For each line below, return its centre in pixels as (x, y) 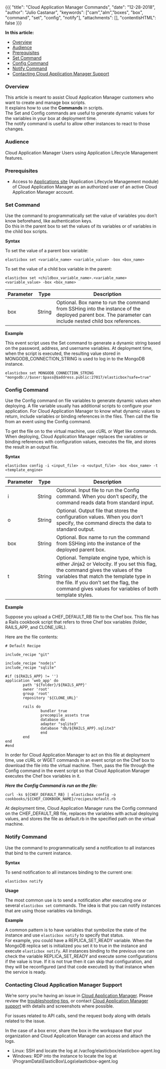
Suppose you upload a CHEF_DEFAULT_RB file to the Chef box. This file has (82, 617)
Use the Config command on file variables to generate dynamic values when (83, 400)
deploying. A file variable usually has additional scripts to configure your (79, 406)
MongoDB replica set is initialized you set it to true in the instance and (76, 946)
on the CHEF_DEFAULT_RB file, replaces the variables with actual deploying (82, 814)
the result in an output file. (32, 447)
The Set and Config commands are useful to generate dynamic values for (80, 113)
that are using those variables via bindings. (49, 910)
